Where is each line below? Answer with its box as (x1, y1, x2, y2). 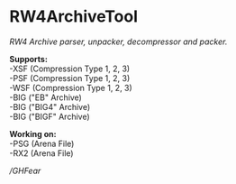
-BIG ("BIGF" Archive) (9, 111, 90, 122)
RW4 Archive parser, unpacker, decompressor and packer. (9, 36, 228, 47)
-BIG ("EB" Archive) (9, 92, 83, 103)
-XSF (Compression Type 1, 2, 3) (9, 63, 131, 74)
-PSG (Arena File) (9, 138, 75, 149)
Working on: (9, 128, 57, 139)
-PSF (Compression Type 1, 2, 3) (9, 72, 131, 83)
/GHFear (9, 165, 41, 176)
